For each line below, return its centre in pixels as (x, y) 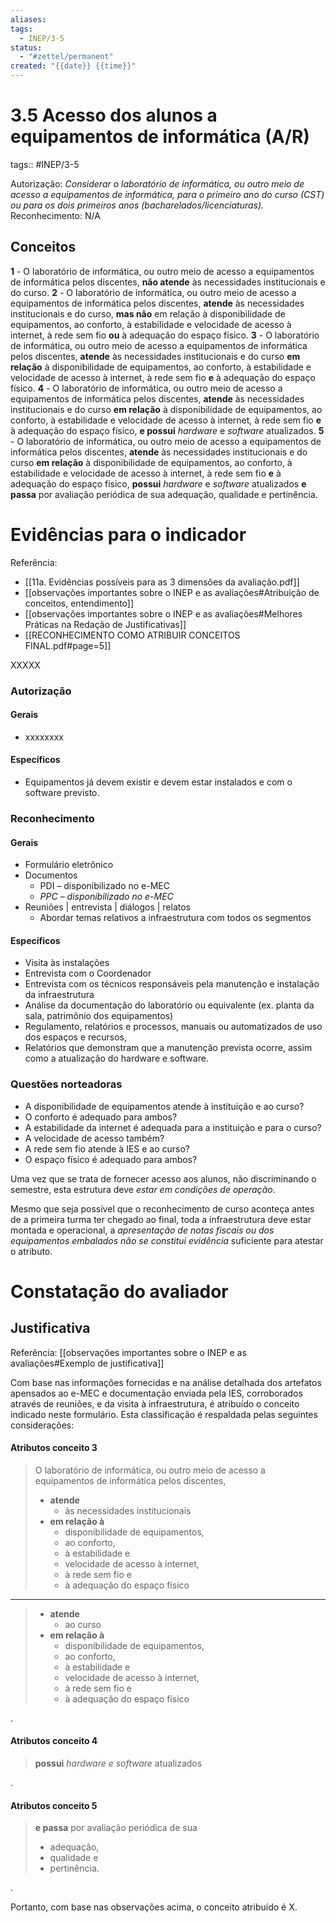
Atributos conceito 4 (54, 1741)
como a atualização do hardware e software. (116, 1058)
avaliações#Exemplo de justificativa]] (87, 1363)
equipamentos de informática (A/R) (160, 137)
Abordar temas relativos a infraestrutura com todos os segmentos (175, 918)
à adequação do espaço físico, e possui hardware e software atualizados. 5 (167, 430)
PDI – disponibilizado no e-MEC (104, 886)
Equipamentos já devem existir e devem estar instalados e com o (158, 782)
